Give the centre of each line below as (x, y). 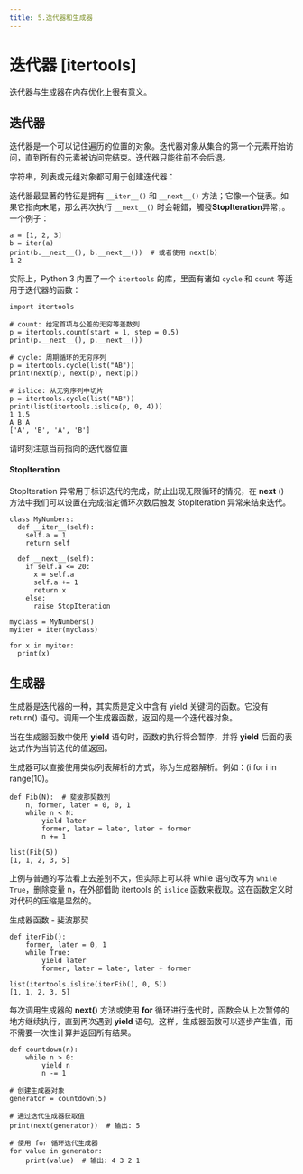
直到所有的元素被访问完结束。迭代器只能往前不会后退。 (128, 158)
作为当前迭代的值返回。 (69, 748)
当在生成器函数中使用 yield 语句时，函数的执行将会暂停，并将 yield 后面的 (147, 737)
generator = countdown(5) (58, 1099)
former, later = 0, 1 (66, 945)
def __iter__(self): (56, 527)
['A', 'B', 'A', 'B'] (50, 431)
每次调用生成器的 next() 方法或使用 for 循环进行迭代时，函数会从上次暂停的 (150, 1010)
